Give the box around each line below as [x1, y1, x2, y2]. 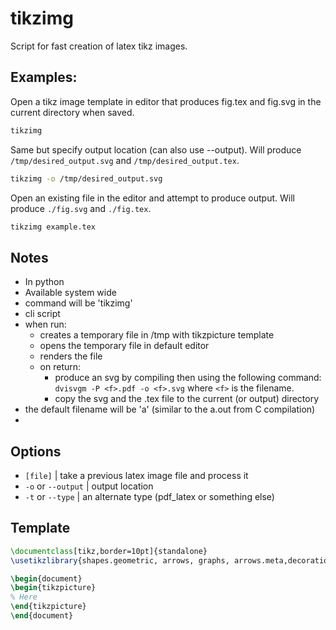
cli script [24, 308, 61, 320]
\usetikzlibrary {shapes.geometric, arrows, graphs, [10, 555, 230, 566]
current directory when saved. [10, 106, 135, 118]
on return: [39, 361, 82, 373]
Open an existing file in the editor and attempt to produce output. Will [10, 192, 295, 204]
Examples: [10, 69, 78, 86]
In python [24, 276, 65, 288]
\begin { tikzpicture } [10, 583, 97, 593]
